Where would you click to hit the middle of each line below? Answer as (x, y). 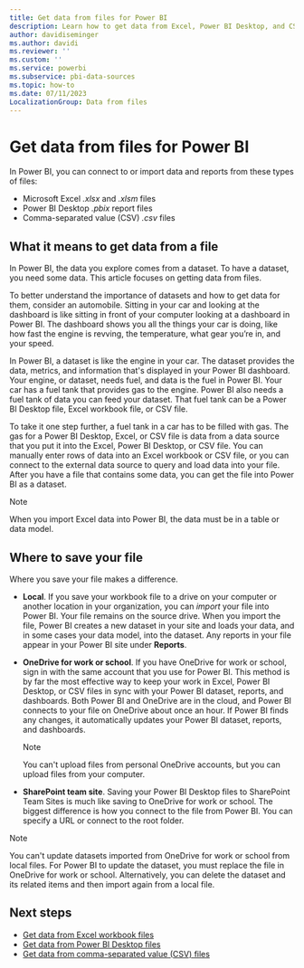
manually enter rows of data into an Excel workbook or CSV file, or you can (149, 456)
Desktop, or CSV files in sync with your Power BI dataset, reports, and (153, 691)
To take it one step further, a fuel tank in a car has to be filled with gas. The (149, 427)
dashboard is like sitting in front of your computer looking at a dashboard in (150, 315)
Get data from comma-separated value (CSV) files (116, 954)
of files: (24, 181)
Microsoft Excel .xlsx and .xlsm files (89, 199)
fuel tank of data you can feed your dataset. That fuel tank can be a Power (148, 400)
